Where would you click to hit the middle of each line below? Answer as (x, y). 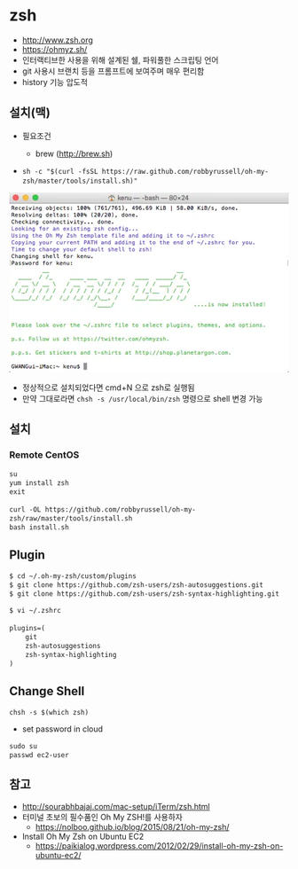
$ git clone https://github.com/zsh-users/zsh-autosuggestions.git (137, 585)
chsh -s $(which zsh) (49, 712)
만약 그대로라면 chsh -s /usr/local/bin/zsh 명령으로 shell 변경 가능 (142, 398)
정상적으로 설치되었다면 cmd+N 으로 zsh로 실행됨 (108, 388)
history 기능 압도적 (55, 82)
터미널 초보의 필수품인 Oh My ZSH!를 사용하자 (102, 817)
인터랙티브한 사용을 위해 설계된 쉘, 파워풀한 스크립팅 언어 (120, 59)
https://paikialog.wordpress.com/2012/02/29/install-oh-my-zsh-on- (159, 846)
